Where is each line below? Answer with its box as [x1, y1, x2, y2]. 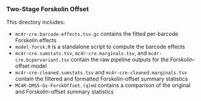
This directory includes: [6, 19, 65, 26]
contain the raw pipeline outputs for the [70, 56, 169, 64]
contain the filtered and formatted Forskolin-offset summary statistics [14, 75, 188, 83]
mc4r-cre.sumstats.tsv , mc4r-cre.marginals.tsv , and [14, 50, 147, 57]
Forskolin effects [14, 37, 57, 44]
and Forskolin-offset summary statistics [14, 88, 114, 96]
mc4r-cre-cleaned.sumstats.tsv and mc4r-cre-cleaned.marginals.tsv [14, 69, 187, 76]
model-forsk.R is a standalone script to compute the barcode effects [14, 43, 185, 50]
